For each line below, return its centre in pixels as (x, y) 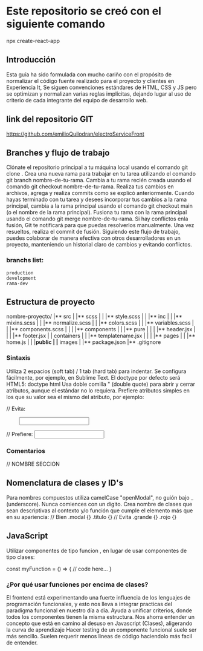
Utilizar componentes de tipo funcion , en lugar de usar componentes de (97, 550)
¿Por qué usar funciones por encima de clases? (77, 584)
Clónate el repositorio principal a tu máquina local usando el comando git (97, 167)
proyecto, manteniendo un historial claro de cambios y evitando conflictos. (99, 245)
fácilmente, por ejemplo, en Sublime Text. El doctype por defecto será (93, 377)
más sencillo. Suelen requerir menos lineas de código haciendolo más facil (99, 636)
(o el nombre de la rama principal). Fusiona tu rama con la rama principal (97, 213)
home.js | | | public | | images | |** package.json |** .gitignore (84, 342)
